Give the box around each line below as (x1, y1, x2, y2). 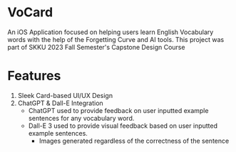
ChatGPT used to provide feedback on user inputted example (28, 106, 209, 114)
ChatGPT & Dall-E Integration (17, 99, 103, 107)
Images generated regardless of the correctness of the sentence (39, 136, 230, 145)
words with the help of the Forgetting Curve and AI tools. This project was (7, 35, 225, 43)
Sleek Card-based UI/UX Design (17, 91, 113, 99)
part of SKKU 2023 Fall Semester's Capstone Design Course (7, 43, 185, 51)
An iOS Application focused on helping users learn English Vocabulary (7, 28, 214, 36)
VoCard (7, 4, 53, 21)
